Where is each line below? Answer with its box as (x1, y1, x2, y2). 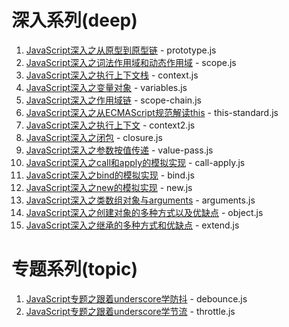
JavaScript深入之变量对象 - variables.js (25, 81, 188, 93)
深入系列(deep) (11, 9, 138, 32)
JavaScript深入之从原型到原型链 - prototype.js (25, 44, 217, 56)
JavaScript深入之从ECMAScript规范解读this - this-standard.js (25, 106, 279, 118)
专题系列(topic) (11, 258, 138, 281)
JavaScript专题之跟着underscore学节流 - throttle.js (25, 305, 236, 317)
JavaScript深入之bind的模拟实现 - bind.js (25, 169, 195, 181)
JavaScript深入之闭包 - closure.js (25, 131, 163, 143)
